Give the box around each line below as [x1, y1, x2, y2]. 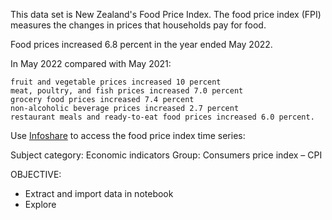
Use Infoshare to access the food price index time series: [10, 130, 246, 141]
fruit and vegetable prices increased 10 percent [10, 77, 222, 87]
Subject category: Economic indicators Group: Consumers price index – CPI [10, 149, 323, 161]
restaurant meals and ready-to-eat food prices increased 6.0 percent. [10, 112, 315, 122]
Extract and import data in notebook [24, 188, 174, 199]
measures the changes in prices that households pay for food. [10, 19, 267, 31]
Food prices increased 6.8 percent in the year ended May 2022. [10, 39, 273, 50]
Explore [24, 199, 57, 210]
